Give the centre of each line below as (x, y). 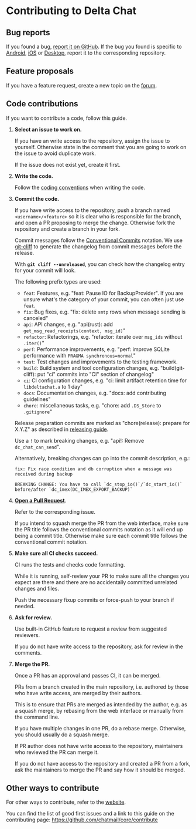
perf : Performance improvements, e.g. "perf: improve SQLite (96, 349)
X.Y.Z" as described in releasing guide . (61, 429)
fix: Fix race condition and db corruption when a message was (93, 469)
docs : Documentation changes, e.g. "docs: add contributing (95, 393)
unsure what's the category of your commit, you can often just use (104, 299)
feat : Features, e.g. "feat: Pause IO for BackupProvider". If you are (103, 293)
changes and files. (37, 588)
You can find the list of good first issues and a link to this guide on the (90, 814)
